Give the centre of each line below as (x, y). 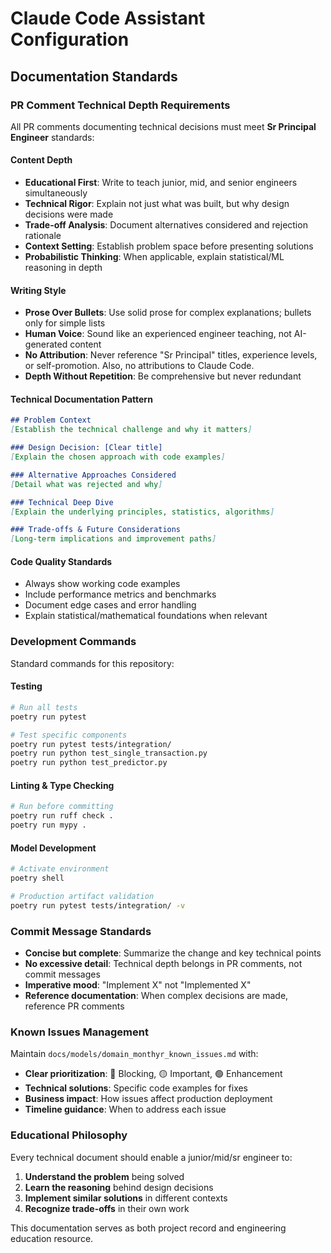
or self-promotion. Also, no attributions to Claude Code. (139, 366)
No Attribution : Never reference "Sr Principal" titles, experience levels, (171, 355)
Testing (26, 686)
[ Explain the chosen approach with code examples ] (118, 457)
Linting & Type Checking (62, 785)
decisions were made (69, 214)
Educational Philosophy (69, 1135)
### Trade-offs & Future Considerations (96, 530)
